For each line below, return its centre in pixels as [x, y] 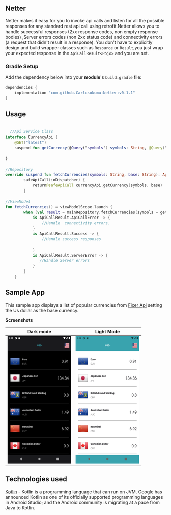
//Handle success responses [71, 239]
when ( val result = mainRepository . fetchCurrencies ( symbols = [91, 212]
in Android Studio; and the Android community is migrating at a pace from [83, 502]
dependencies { [21, 88]
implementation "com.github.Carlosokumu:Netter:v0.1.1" [75, 93]
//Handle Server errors [65, 261]
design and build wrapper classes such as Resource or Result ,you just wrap [84, 47]
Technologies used [36, 479]
